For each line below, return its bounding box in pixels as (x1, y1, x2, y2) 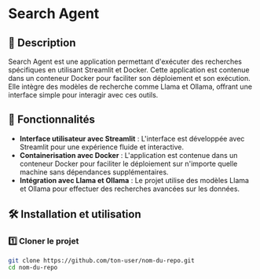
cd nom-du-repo (8, 264, 58, 272)
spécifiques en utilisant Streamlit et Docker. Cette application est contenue (8, 65, 250, 75)
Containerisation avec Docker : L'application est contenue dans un (19, 150, 238, 160)
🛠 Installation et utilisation (8, 207, 141, 221)
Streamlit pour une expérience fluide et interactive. (19, 142, 185, 152)
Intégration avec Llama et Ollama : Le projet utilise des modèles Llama (19, 175, 250, 185)
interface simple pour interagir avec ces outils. (8, 90, 159, 99)
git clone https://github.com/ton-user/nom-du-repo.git (8, 256, 195, 264)
